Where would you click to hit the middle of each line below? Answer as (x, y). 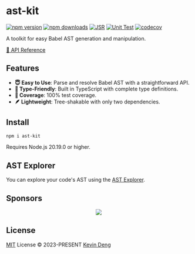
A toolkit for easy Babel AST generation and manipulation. (76, 38)
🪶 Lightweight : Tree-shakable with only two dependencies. (87, 102)
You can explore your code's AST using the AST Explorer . (76, 180)
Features (23, 68)
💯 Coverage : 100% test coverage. (56, 95)
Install (18, 123)
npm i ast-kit (23, 136)
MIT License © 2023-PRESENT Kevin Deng (58, 245)
